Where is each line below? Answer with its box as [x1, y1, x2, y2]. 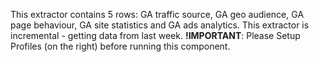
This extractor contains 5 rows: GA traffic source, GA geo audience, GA [10, 9, 305, 20]
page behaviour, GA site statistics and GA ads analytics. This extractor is [10, 19, 310, 31]
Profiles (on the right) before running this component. [10, 40, 231, 52]
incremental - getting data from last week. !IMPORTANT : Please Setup [10, 30, 301, 41]
